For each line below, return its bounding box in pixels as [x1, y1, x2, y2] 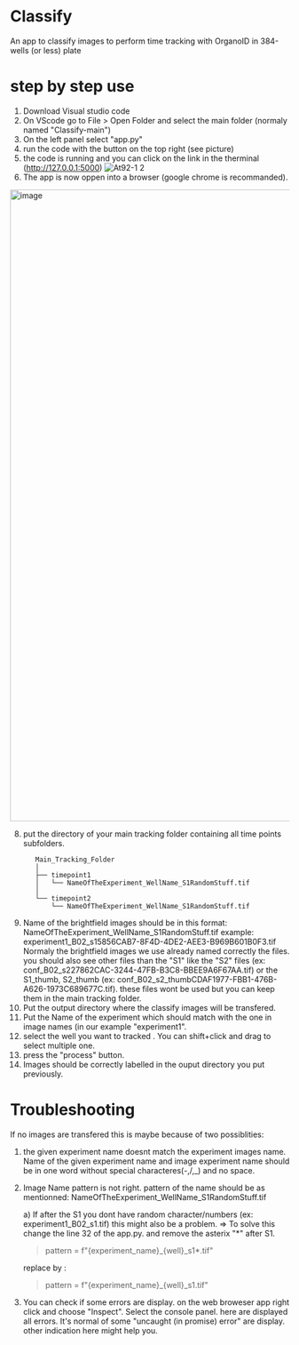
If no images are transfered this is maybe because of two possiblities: [10, 1129, 264, 1140]
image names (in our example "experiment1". [22, 1021, 187, 1032]
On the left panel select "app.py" [22, 133, 143, 144]
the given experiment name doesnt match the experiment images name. [22, 1146, 287, 1157]
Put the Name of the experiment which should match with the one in [22, 1012, 272, 1022]
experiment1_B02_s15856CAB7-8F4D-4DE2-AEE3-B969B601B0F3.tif [22, 936, 277, 947]
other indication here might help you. [22, 1325, 158, 1335]
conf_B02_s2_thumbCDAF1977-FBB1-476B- [117, 973, 278, 984]
